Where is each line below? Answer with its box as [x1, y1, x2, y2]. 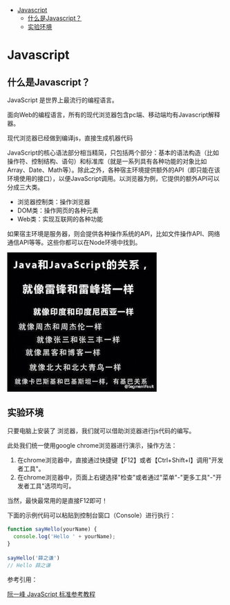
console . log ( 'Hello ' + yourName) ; [13, 533, 116, 540]
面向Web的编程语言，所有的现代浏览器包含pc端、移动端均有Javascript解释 [7, 110, 221, 119]
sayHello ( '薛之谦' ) [7, 555, 60, 562]
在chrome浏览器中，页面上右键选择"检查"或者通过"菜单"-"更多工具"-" [17, 473, 216, 482]
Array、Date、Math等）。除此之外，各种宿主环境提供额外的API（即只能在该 [7, 166, 221, 174]
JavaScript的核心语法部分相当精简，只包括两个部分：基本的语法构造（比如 [7, 148, 220, 157]
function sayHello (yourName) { [7, 526, 97, 533]
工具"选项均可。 [29, 482, 75, 490]
